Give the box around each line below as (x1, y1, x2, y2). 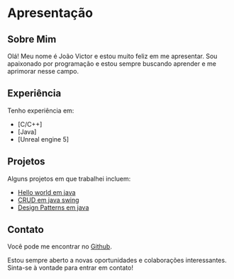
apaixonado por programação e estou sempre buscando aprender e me (7, 59, 216, 68)
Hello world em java (17, 188, 76, 196)
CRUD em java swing (17, 195, 79, 204)
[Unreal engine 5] (17, 135, 69, 143)
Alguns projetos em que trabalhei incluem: (7, 174, 131, 183)
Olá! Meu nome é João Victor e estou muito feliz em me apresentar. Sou (7, 52, 218, 60)
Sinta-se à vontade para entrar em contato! (7, 263, 133, 272)
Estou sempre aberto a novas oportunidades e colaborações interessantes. (7, 256, 227, 265)
